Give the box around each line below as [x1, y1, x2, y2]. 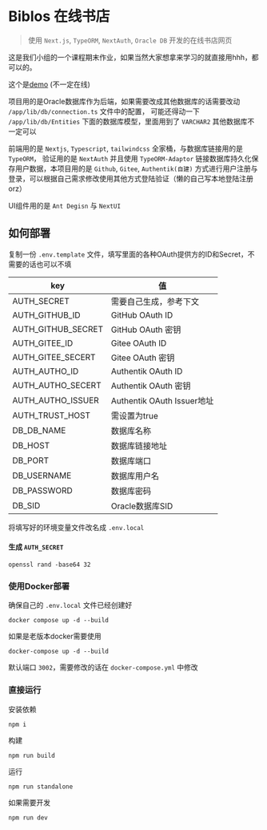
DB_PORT [12, 455, 50, 466]
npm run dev [8, 813, 48, 822]
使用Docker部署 [8, 581, 70, 592]
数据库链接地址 [110, 440, 168, 451]
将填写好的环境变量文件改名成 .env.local [8, 522, 145, 532]
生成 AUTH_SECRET [8, 542, 64, 552]
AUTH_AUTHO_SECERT [12, 379, 102, 391]
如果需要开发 [8, 797, 50, 807]
